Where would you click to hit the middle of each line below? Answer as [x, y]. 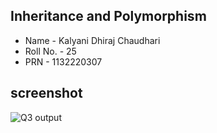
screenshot [46, 93]
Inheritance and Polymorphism [108, 16]
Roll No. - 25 [50, 51]
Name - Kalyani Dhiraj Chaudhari [92, 40]
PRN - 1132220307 [63, 61]
